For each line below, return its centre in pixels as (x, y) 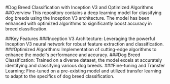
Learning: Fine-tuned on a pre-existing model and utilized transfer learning (83, 71)
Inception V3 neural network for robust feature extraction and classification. (84, 44)
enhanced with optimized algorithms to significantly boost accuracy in (79, 23)
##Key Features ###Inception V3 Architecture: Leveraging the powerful (80, 38)
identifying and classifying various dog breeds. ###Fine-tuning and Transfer (85, 66)
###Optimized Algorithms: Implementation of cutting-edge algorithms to (81, 49)
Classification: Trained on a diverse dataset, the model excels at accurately (84, 60)
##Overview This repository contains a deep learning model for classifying (83, 13)
